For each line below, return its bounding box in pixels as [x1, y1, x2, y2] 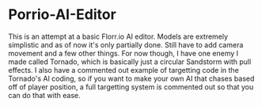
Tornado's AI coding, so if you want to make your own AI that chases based [8, 74, 255, 83]
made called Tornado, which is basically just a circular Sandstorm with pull [8, 57, 252, 66]
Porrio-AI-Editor [8, 6, 116, 24]
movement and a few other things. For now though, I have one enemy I [8, 48, 239, 58]
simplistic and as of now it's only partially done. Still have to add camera [8, 40, 244, 49]
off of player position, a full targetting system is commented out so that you [8, 81, 254, 92]
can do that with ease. [8, 90, 81, 100]
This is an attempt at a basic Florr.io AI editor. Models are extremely [8, 32, 228, 41]
